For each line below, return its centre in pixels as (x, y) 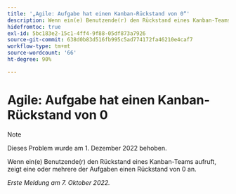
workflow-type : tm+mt (39, 46)
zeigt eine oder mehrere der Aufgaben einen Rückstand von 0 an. (102, 169)
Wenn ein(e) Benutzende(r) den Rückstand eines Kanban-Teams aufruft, (112, 161)
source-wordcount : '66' (42, 53)
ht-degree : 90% (29, 60)
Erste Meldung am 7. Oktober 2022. (59, 182)
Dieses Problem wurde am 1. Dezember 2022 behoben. (87, 148)
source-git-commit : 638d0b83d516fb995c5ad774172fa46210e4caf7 (100, 40)
